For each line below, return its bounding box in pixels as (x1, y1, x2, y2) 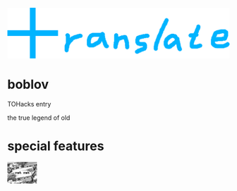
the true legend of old (7, 113, 71, 122)
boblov (7, 76, 49, 92)
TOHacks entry (7, 99, 51, 108)
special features (7, 138, 104, 154)
